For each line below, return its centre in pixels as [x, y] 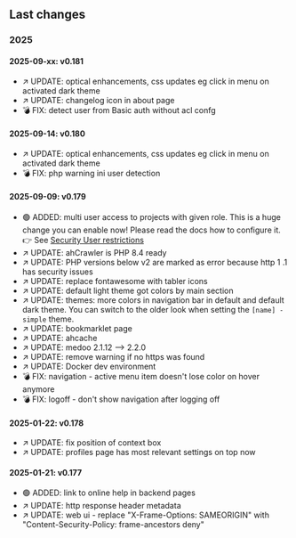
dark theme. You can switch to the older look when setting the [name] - [153, 309]
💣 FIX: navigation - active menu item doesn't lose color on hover [141, 376]
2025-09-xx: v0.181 [47, 61]
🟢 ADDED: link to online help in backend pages [108, 493]
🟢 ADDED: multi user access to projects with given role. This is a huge [152, 216]
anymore [38, 389]
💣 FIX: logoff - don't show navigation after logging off [121, 399]
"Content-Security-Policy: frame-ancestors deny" [113, 525]
